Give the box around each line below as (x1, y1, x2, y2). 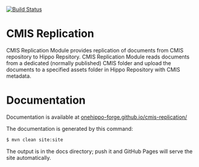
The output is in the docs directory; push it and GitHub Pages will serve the (6, 148, 193, 155)
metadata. (6, 72, 31, 80)
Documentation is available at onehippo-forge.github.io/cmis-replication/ (6, 113, 188, 121)
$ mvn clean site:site (6, 136, 63, 143)
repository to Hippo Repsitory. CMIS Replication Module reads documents (6, 53, 190, 60)
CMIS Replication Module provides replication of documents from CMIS (6, 46, 184, 54)
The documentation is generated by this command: (6, 125, 133, 132)
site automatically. (6, 154, 51, 161)
